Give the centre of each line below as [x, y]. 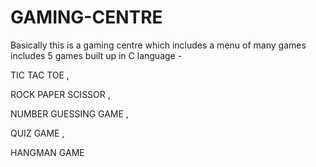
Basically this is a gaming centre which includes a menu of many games [158, 45]
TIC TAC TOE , [40, 75]
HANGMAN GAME [47, 152]
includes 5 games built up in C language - [96, 55]
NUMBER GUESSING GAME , [69, 113]
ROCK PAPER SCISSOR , [60, 94]
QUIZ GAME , [37, 133]
